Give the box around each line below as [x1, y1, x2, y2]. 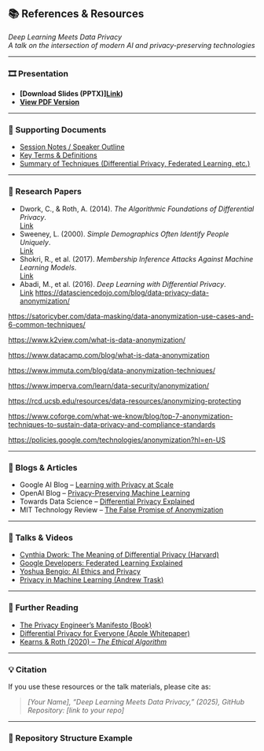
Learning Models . [19, 262, 77, 272]
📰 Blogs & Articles [8, 462, 78, 473]
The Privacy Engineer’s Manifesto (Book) [19, 620, 152, 630]
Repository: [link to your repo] [27, 705, 124, 715]
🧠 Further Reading [8, 602, 79, 613]
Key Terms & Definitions [19, 151, 98, 160]
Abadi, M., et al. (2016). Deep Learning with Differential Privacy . [19, 279, 226, 288]
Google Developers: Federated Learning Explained [19, 559, 183, 568]
